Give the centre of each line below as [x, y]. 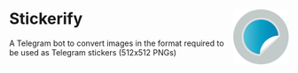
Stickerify [46, 19]
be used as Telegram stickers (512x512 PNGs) [93, 52]
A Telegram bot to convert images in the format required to [117, 43]
